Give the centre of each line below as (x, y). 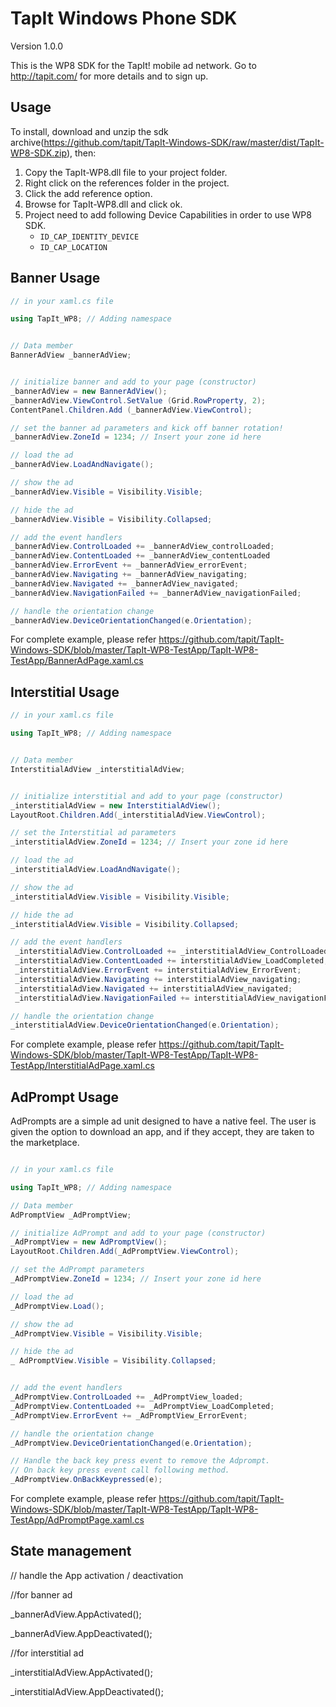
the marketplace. (45, 1143)
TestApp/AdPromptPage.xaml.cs (77, 1520)
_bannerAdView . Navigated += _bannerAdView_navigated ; (125, 583)
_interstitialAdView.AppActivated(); (81, 1672)
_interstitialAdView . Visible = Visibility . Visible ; (120, 897)
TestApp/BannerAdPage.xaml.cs (77, 661)
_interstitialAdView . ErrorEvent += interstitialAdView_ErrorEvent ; (158, 970)
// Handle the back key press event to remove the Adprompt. (140, 1461)
